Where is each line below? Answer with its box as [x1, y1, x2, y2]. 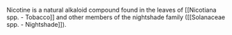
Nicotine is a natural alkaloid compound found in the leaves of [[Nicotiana [6, 6, 217, 14]
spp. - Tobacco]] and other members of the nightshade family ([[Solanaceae [6, 13, 226, 21]
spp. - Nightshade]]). [6, 21, 67, 28]
